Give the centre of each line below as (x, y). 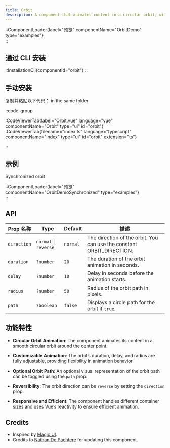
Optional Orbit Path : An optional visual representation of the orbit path (86, 371)
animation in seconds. (113, 265)
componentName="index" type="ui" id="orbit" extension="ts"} (71, 137)
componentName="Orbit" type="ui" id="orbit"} (54, 126)
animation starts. (107, 279)
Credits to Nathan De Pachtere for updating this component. (75, 440)
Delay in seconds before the (120, 273)
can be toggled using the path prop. (50, 376)
